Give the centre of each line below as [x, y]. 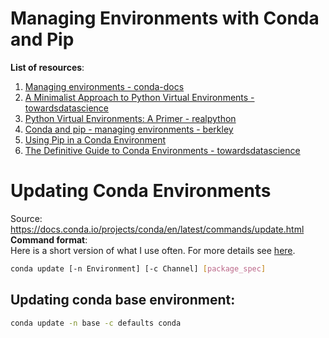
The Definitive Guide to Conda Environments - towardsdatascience [162, 150]
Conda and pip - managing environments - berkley [129, 129]
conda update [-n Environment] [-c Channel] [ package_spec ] [138, 268]
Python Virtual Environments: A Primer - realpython [130, 118]
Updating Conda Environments [141, 191]
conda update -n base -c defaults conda [96, 323]
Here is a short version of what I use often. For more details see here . [153, 250]
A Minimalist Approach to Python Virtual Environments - [139, 97]
